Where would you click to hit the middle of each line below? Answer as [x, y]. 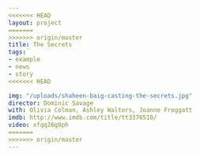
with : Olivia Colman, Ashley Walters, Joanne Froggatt [100, 110]
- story [21, 74]
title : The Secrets [40, 45]
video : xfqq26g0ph [38, 125]
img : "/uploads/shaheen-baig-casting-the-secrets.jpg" [100, 95]
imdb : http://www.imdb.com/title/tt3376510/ [83, 118]
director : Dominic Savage [51, 103]
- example [25, 60]
